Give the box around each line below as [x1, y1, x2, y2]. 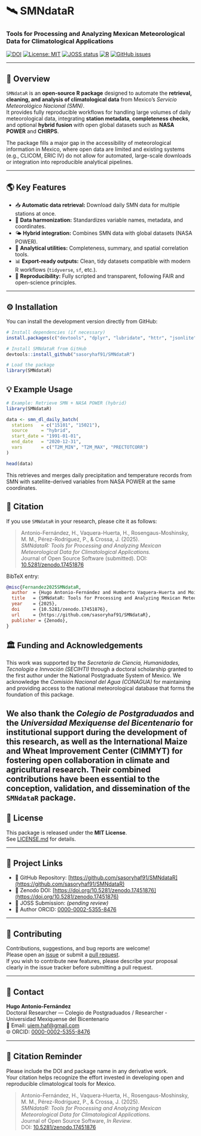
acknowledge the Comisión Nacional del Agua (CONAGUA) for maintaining [6, 678, 191, 686]
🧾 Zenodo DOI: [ [14, 887, 55, 894]
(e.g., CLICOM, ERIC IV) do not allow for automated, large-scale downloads [6, 152, 191, 159]
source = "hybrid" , [11, 428, 71, 434]
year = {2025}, [11, 601, 58, 607]
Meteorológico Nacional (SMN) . [6, 102, 85, 110]
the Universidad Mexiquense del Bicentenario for [6, 717, 193, 728]
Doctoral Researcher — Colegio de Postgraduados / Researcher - [6, 1009, 167, 1016]
